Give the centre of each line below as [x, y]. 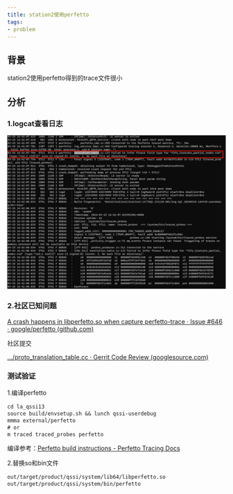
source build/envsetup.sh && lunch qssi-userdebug [82, 414]
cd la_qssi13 [26, 407]
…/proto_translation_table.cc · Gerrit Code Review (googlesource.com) [108, 357]
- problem [21, 29]
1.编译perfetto [27, 393]
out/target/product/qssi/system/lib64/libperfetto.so [87, 477]
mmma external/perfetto [42, 420]
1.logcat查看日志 [35, 123]
